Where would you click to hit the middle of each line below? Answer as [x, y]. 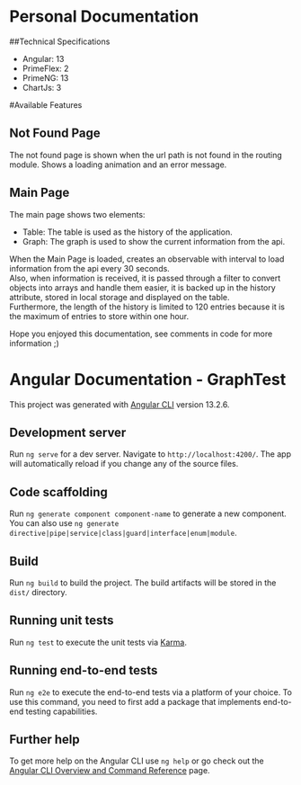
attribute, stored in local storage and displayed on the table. [120, 297]
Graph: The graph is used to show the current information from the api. [154, 241]
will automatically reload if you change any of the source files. [124, 464]
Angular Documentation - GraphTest [148, 379]
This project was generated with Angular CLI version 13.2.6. [120, 404]
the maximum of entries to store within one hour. [99, 316]
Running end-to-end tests [84, 670]
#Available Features [46, 104]
